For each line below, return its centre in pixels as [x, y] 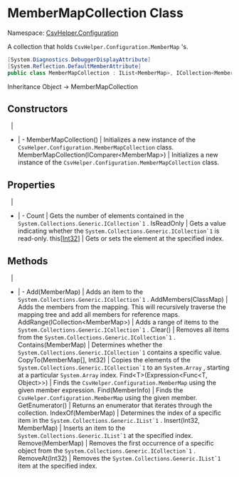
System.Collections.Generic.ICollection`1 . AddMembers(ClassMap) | [123, 299]
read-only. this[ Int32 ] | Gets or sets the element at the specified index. [121, 238]
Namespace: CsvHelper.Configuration [63, 33]
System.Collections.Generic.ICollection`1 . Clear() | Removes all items [123, 330]
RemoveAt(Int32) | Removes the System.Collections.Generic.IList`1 [119, 458]
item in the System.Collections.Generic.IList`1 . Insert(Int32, [109, 420]
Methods [28, 261]
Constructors [38, 109]
